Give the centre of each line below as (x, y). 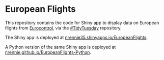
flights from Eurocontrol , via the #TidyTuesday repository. (63, 28)
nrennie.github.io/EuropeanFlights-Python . (48, 52)
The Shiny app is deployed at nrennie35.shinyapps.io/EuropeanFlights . (77, 37)
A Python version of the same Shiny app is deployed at (61, 47)
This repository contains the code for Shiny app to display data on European (82, 23)
